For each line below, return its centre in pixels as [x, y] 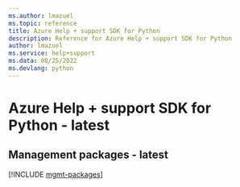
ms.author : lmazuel [41, 16]
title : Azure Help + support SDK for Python [84, 31]
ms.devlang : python [41, 69]
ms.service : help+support [52, 53]
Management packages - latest [89, 155]
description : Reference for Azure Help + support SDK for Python [120, 38]
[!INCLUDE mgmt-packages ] [56, 174]
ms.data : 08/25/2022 [43, 61]
